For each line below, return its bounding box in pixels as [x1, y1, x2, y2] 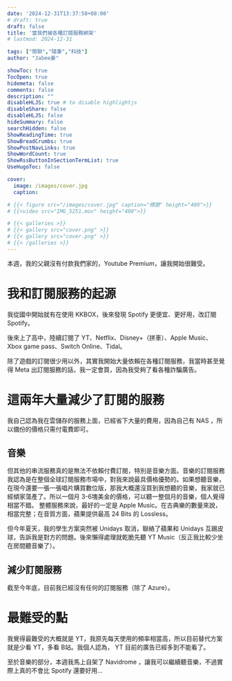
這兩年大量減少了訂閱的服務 [7, 392, 165, 407]
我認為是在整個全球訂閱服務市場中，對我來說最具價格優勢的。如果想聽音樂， [7, 475, 225, 483]
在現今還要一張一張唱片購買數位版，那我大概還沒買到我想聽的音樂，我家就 [7, 484, 219, 492]
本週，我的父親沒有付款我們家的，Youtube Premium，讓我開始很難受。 [7, 259, 209, 267]
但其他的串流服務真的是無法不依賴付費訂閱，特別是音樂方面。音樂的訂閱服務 [7, 467, 225, 475]
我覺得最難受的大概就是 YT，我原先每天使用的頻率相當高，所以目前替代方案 [7, 635, 223, 643]
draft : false [7, 23, 45, 30]
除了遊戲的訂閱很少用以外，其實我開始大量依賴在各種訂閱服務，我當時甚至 [7, 356, 219, 365]
